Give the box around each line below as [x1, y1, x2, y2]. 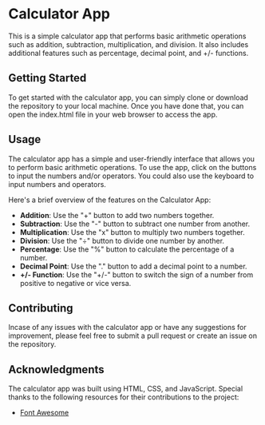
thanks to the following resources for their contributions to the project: [8, 392, 239, 402]
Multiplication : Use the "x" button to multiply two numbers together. [19, 227, 245, 236]
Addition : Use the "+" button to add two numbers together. [19, 210, 215, 220]
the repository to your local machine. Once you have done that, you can [8, 101, 244, 110]
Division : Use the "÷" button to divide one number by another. [19, 236, 225, 245]
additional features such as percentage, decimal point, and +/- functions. [8, 48, 249, 58]
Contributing [8, 301, 73, 315]
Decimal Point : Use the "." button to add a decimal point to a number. [19, 261, 247, 271]
